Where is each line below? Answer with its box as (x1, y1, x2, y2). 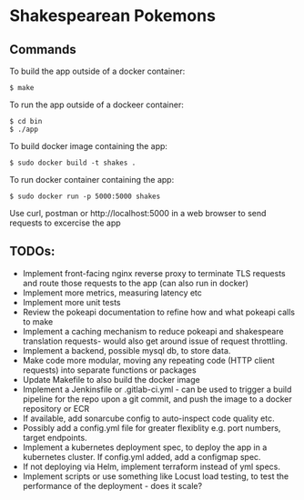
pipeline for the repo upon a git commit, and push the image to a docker (22, 393, 293, 405)
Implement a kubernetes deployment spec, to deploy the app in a (22, 442, 268, 453)
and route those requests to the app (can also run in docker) (22, 277, 248, 288)
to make (22, 315, 54, 327)
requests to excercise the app (9, 217, 121, 228)
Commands (9, 42, 77, 57)
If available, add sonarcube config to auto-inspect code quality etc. (22, 413, 275, 424)
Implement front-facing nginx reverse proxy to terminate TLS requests (22, 267, 286, 278)
